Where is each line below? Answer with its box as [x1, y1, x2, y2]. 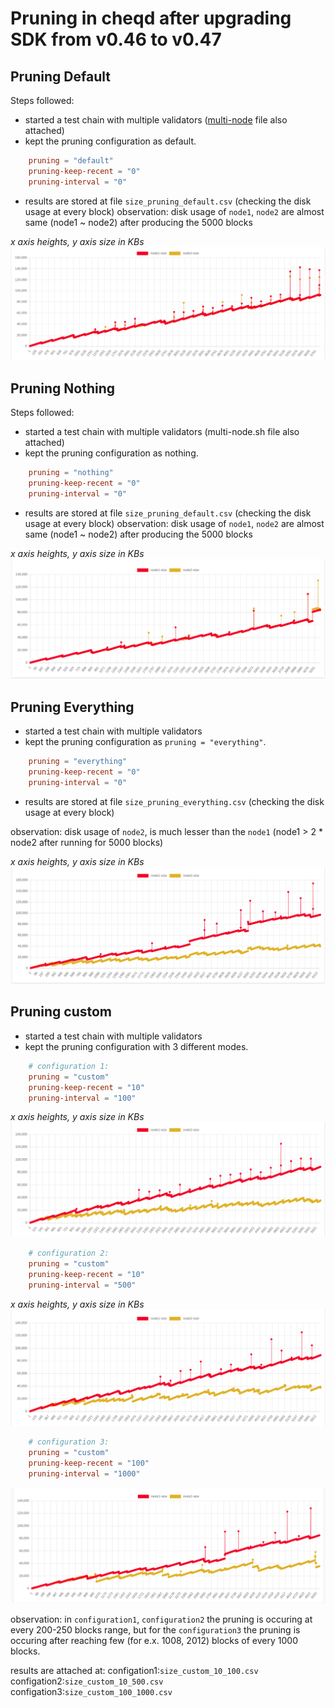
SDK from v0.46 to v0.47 [10, 28, 222, 51]
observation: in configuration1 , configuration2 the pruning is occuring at [10, 1613, 313, 1626]
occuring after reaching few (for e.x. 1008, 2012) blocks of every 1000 [10, 1635, 298, 1647]
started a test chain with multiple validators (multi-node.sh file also [24, 426, 300, 438]
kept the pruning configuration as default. [24, 135, 197, 147]
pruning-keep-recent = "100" [28, 1458, 150, 1469]
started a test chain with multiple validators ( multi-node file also [24, 114, 288, 126]
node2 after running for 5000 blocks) [10, 836, 164, 848]
